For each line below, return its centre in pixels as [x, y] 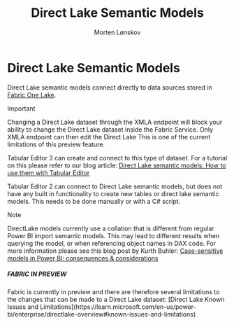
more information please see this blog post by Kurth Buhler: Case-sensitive [115, 251]
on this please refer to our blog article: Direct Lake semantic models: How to [117, 165]
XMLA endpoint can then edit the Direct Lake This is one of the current [109, 137]
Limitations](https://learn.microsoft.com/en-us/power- [118, 307]
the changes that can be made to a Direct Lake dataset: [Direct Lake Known [116, 299]
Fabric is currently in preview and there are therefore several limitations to [114, 291]
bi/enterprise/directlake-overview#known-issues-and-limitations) [102, 314]
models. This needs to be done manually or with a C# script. [94, 201]
